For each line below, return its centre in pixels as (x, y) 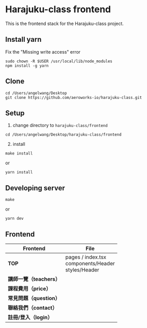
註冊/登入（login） (30, 317)
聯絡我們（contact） (33, 308)
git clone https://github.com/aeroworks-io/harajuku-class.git (74, 97)
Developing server (35, 188)
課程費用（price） (30, 288)
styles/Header (82, 270)
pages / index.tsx (86, 257)
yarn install (19, 172)
